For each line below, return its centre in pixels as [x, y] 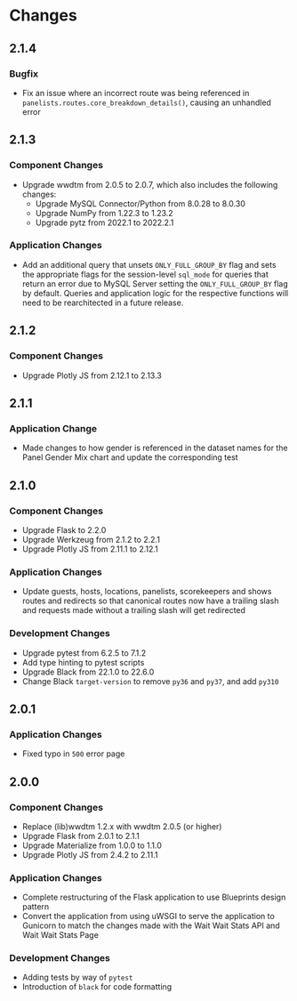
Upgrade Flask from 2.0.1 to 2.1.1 [81, 836]
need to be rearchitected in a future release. [103, 303]
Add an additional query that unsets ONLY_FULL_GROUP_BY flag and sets [149, 264]
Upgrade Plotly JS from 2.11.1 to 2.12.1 [90, 549]
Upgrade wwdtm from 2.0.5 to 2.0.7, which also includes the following [150, 184]
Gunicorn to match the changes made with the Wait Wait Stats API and [151, 925]
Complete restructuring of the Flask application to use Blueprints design [154, 897]
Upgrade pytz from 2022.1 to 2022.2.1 [104, 222]
